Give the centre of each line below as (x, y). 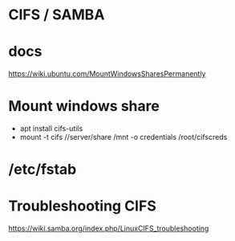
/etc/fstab (43, 170)
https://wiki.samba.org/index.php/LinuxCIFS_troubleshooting (109, 229)
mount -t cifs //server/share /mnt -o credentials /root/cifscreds (124, 137)
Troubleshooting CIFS (82, 206)
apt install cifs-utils (51, 129)
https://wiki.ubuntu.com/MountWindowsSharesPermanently (107, 74)
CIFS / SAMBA (57, 15)
